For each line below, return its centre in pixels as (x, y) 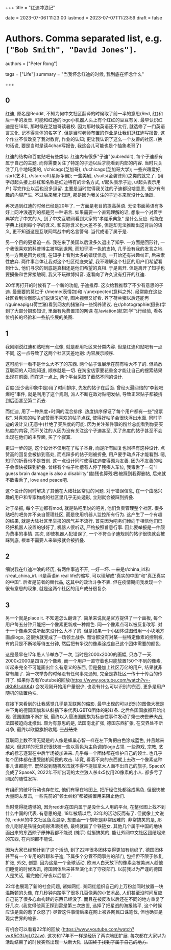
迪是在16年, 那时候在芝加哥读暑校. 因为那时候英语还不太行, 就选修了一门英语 (85, 126)
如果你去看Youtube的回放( (44, 680)
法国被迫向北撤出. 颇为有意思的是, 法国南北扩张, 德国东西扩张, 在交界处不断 (84, 723)
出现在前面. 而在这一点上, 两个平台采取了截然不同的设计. (64, 377)
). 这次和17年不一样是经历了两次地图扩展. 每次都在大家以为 (105, 936)
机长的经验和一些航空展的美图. (42, 317)
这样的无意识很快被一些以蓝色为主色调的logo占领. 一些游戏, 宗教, (89, 747)
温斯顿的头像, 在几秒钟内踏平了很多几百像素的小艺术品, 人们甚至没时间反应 (84, 893)
